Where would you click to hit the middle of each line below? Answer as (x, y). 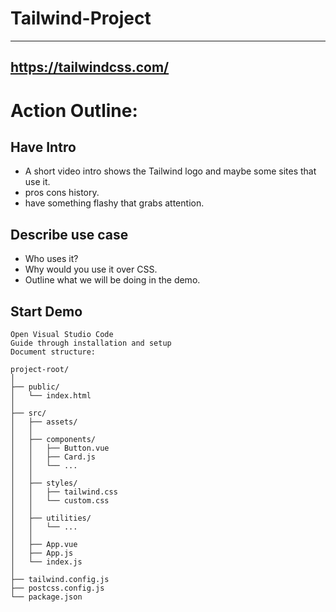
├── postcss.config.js (57, 588)
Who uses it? (51, 259)
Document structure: (53, 352)
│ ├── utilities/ (51, 518)
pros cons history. (62, 193)
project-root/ (40, 369)
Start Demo (46, 311)
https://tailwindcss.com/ (90, 67)
